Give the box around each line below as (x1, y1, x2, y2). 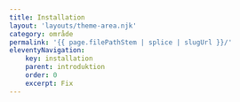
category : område (9, 29, 74, 38)
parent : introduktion (25, 63, 105, 72)
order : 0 (25, 71, 58, 80)
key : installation (25, 54, 93, 63)
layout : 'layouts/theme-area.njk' (9, 21, 138, 30)
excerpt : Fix (25, 79, 74, 88)
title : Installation (9, 12, 86, 22)
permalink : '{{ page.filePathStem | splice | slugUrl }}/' (9, 37, 233, 47)
